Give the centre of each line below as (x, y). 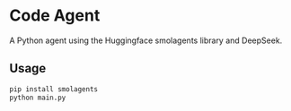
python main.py (38, 98)
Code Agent (55, 16)
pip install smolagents (54, 89)
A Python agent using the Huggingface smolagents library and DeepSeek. (146, 40)
